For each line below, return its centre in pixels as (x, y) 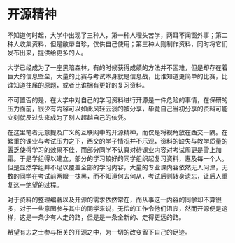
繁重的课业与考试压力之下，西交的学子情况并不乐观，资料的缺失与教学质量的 (117, 141)
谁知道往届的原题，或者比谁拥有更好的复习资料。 (78, 85)
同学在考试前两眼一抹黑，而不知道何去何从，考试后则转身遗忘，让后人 (120, 176)
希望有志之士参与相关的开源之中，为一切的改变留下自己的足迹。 (99, 232)
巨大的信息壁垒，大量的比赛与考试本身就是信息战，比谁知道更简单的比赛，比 (117, 76)
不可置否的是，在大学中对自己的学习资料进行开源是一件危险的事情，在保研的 (117, 99)
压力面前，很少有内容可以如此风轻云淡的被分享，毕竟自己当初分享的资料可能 (117, 109)
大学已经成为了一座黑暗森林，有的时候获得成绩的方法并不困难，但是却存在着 (117, 67)
